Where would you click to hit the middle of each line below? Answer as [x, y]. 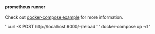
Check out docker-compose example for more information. [64, 17]
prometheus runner [25, 7]
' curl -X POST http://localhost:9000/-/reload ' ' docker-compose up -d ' [78, 27]
